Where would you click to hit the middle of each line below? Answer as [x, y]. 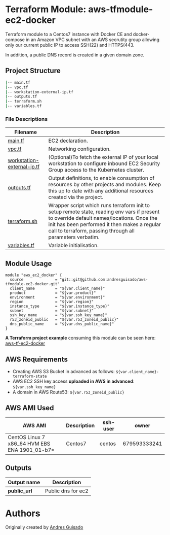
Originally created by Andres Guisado [44, 527]
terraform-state [30, 376]
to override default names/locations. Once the [103, 218]
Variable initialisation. [73, 246]
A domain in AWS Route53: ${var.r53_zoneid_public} [69, 392]
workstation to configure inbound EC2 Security [104, 163]
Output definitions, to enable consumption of [101, 178]
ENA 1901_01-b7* [31, 450]
